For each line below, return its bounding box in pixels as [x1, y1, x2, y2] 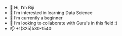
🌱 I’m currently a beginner [9, 15, 63, 20]
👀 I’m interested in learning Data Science [9, 10, 93, 16]
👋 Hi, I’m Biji [9, 5, 35, 10]
